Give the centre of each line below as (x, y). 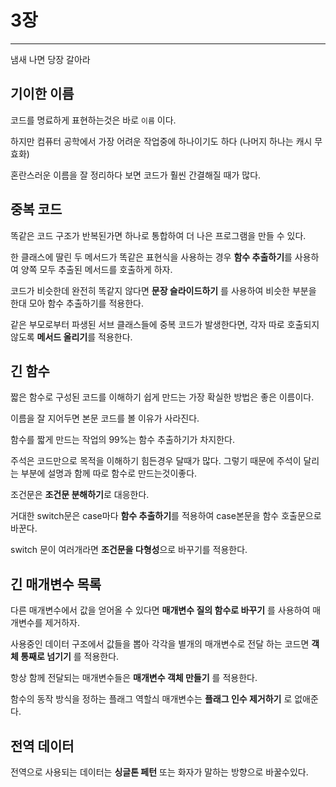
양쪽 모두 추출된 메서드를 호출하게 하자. (96, 269)
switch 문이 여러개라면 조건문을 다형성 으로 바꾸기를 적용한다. (129, 550)
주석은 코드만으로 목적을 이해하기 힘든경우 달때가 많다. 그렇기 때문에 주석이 (156, 461)
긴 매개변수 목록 (56, 584)
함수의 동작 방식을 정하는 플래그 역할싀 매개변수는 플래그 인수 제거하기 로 (151, 699)
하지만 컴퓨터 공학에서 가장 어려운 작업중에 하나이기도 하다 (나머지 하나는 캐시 (161, 141)
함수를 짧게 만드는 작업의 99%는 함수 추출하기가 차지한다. (122, 440)
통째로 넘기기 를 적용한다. (70, 657)
